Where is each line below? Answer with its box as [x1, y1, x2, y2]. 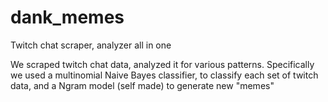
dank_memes [10, 6, 125, 29]
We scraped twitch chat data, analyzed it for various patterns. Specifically [10, 58, 315, 70]
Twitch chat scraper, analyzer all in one [10, 39, 172, 51]
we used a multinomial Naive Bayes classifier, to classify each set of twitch [10, 69, 319, 81]
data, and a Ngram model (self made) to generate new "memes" [10, 79, 275, 91]
